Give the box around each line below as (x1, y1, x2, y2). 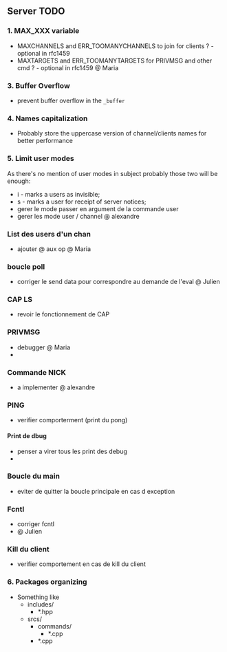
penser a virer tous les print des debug (17, 447, 127, 455)
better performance (17, 137, 74, 145)
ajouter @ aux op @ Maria (17, 244, 91, 253)
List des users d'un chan (7, 229, 91, 239)
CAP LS (7, 295, 33, 305)
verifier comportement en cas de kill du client (17, 560, 146, 568)
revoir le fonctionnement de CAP (17, 310, 110, 318)
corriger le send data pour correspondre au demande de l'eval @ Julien (17, 278, 220, 286)
